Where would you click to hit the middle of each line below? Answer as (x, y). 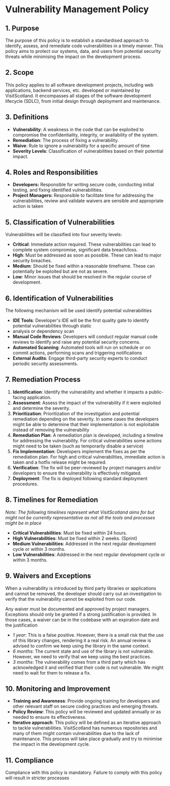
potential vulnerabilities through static (52, 326)
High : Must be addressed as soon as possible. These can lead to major (87, 255)
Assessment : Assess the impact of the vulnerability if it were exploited (87, 403)
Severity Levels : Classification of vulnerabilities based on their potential (88, 151)
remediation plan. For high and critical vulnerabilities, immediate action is (89, 457)
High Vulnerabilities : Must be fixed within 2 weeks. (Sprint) (75, 538)
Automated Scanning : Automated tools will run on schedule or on (81, 348)
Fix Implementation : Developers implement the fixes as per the (79, 451)
